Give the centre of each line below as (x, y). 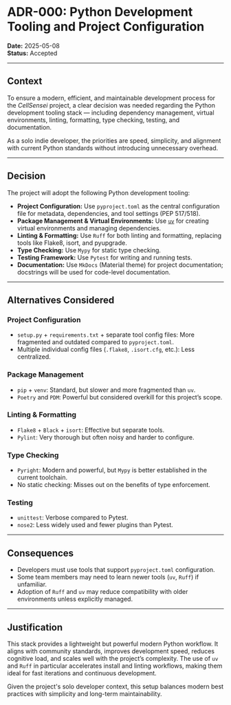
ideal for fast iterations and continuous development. (82, 673)
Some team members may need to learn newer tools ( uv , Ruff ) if (108, 577)
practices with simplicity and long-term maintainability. (85, 694)
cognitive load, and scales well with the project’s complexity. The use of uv (113, 659)
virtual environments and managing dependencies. (89, 228)
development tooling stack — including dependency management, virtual (111, 112)
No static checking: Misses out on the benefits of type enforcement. (114, 485)
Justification (35, 627)
